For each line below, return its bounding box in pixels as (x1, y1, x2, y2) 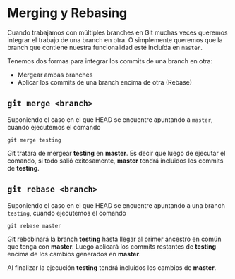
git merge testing (7, 136, 61, 144)
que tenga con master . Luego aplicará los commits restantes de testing (7, 242, 217, 251)
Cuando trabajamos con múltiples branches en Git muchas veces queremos (7, 28, 228, 37)
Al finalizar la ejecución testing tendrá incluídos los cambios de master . (7, 263, 217, 272)
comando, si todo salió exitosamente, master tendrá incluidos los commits (7, 156, 224, 165)
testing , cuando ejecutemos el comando (7, 209, 127, 217)
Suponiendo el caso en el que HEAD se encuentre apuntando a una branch (7, 201, 226, 209)
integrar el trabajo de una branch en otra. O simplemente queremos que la (7, 35, 223, 44)
